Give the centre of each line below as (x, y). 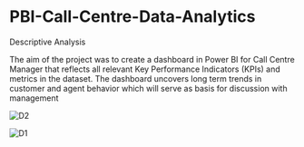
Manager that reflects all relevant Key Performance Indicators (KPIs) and (145, 69)
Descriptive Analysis (48, 42)
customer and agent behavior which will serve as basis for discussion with (148, 88)
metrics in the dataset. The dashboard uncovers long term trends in (136, 78)
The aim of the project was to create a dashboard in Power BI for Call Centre (152, 59)
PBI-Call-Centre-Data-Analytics (132, 17)
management (34, 98)
